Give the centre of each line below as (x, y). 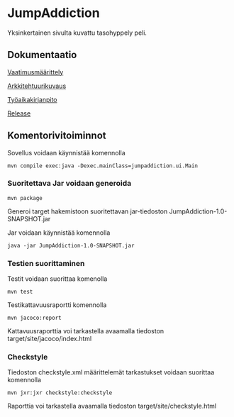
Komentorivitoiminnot (57, 136)
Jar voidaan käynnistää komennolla (59, 233)
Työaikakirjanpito (32, 99)
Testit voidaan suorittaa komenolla (57, 279)
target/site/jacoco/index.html (50, 339)
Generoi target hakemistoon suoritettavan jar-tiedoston (88, 211)
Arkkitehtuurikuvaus (37, 86)
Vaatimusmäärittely (35, 72)
